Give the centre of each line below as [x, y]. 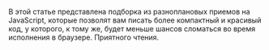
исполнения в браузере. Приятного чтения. [84, 37]
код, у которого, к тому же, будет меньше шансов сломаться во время [132, 29]
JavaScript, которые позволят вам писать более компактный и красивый [135, 20]
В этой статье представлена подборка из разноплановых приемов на [129, 12]
